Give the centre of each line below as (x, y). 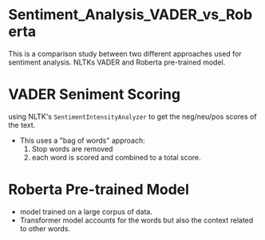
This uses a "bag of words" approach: (82, 140)
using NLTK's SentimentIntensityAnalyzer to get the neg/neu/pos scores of (132, 116)
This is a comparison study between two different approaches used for (125, 53)
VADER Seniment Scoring (95, 94)
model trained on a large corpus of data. (86, 211)
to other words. (45, 228)
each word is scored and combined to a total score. (116, 157)
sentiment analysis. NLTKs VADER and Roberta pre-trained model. (117, 62)
